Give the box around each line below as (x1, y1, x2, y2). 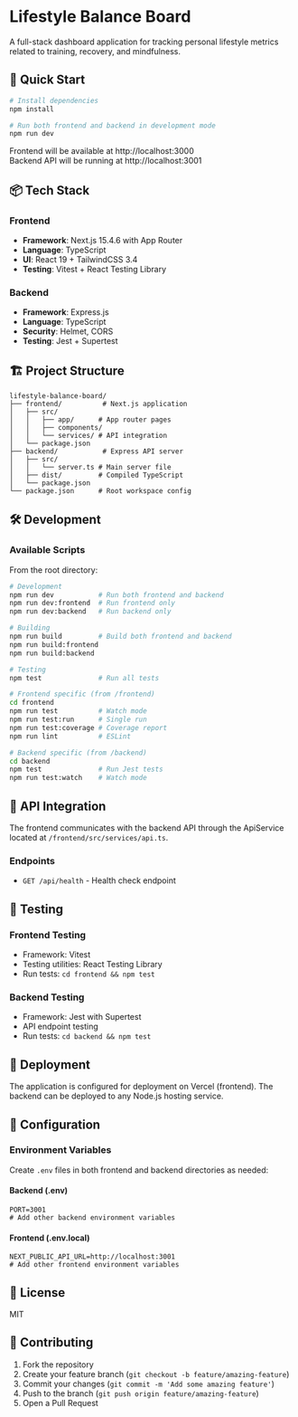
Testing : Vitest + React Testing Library (22, 263, 167, 274)
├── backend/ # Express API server (9, 447, 183, 456)
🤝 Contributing (9, 1335, 94, 1350)
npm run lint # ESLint (9, 731, 131, 741)
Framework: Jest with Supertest (22, 1012, 142, 1022)
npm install (9, 104, 54, 114)
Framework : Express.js (22, 307, 110, 318)
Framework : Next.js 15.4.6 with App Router (22, 234, 183, 245)
